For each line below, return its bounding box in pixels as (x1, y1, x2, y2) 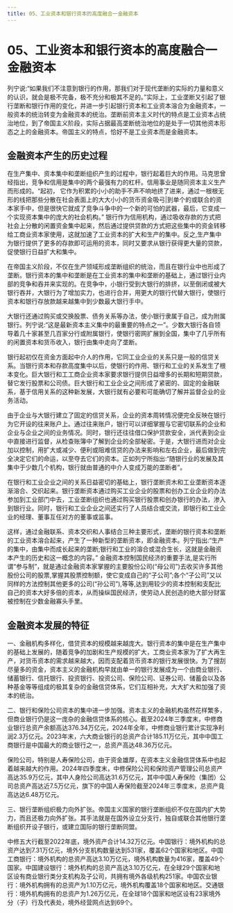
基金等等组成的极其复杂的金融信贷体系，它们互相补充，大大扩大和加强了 (12, 683, 220, 691)
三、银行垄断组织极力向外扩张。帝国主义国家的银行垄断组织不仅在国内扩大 (7, 805, 220, 814)
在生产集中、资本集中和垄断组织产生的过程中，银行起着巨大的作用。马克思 (7, 170, 220, 178)
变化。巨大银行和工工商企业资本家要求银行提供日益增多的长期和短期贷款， (12, 370, 226, 379)
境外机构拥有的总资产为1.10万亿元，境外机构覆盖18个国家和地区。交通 (19, 881, 218, 889)
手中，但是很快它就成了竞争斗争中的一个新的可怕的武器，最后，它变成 (19, 204, 220, 213)
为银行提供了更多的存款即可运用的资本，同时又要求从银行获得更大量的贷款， (7, 239, 226, 248)
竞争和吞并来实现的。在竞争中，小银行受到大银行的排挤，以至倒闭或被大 (19, 280, 226, 289)
